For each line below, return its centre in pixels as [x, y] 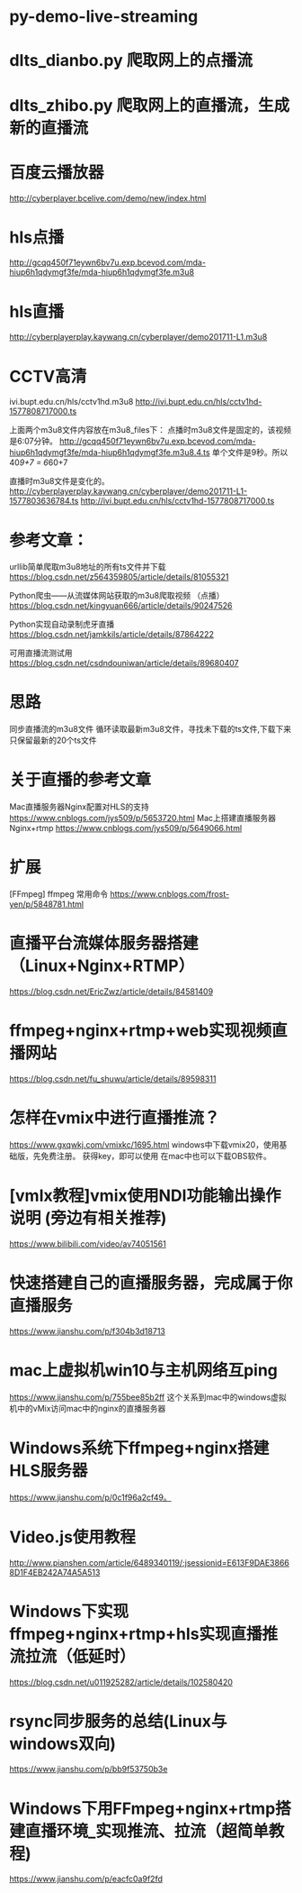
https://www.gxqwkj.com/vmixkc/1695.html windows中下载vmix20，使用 [144, 1144]
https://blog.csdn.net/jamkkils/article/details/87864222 [111, 635]
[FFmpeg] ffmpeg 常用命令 [59, 894]
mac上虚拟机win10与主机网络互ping [144, 1370]
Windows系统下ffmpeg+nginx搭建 [139, 1448]
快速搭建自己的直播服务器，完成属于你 [151, 1283]
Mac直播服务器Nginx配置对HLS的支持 [80, 807]
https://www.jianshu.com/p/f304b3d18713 [88, 1331]
